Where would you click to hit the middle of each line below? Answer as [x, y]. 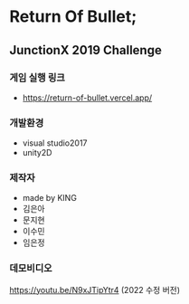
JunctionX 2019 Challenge [86, 50]
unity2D [37, 153]
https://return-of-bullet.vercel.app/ [87, 98]
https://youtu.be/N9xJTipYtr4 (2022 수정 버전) [95, 290]
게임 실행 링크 [38, 77]
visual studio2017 [55, 143]
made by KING [49, 198]
